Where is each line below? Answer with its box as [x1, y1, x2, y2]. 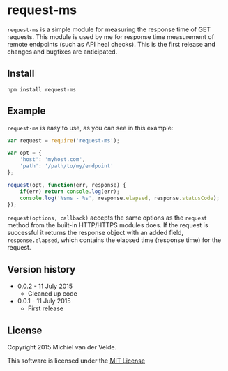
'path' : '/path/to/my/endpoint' [20, 162, 114, 169]
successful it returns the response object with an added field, [7, 229, 183, 237]
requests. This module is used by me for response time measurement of [7, 32, 215, 40]
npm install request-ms [7, 86, 77, 93]
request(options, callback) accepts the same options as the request [7, 213, 208, 222]
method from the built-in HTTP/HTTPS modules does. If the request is [7, 221, 208, 229]
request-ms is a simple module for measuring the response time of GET [7, 25, 211, 33]
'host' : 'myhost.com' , [20, 156, 86, 163]
